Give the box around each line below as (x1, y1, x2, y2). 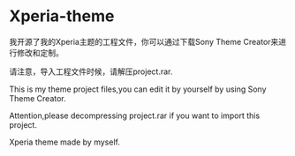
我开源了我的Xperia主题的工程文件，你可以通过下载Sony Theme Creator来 (9, 36, 279, 47)
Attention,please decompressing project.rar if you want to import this (9, 110, 261, 121)
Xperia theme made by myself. (9, 137, 121, 147)
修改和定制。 (16, 47, 64, 58)
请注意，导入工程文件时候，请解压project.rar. (9, 66, 173, 77)
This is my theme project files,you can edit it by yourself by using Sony (9, 84, 267, 94)
